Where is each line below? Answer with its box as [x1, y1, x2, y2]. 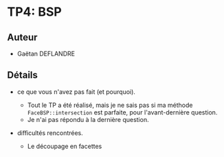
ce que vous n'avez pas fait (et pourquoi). [16, 87, 136, 96]
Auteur [7, 32, 38, 43]
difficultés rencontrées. [16, 128, 84, 137]
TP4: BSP [7, 4, 62, 20]
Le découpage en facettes [27, 142, 102, 150]
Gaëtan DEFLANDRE [16, 49, 76, 58]
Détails [7, 69, 38, 81]
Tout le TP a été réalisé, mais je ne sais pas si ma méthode [27, 101, 193, 109]
